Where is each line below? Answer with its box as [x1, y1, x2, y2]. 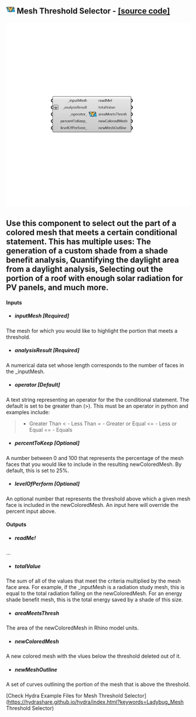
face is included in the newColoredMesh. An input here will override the [6, 501, 178, 508]
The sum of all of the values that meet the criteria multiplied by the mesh [6, 577, 181, 584]
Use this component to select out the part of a [6, 218, 177, 228]
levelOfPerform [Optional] [14, 481, 80, 488]
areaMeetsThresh [14, 610, 60, 617]
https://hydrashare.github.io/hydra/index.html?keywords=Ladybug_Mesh [8, 698, 184, 706]
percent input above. [6, 508, 57, 515]
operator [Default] [14, 381, 60, 388]
